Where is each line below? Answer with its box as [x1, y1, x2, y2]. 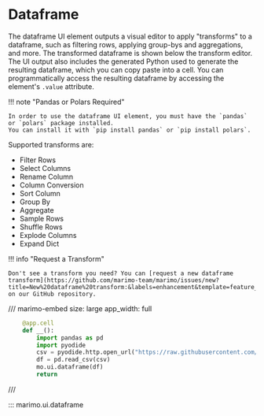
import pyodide [36, 341, 86, 349]
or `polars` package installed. [8, 119, 114, 127]
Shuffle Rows [19, 222, 63, 232]
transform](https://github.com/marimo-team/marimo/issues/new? [8, 276, 220, 284]
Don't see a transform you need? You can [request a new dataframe [8, 269, 234, 277]
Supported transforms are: [8, 139, 94, 149]
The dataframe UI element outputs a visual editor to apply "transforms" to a [8, 32, 253, 41]
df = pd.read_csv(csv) [36, 356, 111, 364]
